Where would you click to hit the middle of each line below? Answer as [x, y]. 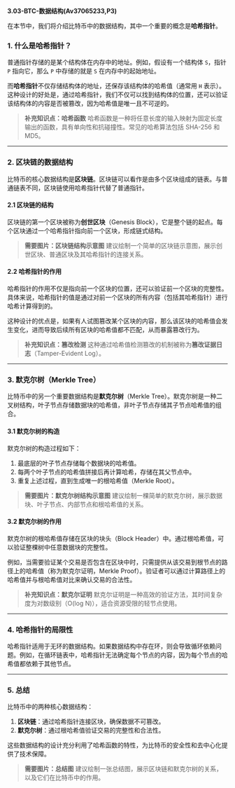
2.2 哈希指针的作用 [34, 272]
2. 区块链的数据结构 [40, 163]
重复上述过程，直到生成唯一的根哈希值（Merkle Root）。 [98, 481]
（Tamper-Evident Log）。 [67, 353]
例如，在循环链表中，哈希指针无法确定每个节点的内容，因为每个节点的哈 [123, 655]
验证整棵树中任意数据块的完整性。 [62, 547]
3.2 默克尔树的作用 [34, 522]
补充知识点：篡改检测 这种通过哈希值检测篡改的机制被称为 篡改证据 [120, 345]
